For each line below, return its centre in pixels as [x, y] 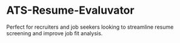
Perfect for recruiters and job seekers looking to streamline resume [90, 27]
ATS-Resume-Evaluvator [70, 10]
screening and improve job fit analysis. [55, 33]
